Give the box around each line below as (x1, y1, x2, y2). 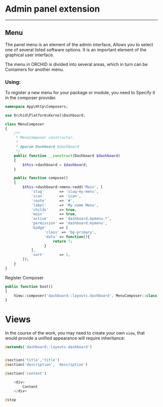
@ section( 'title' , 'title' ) (5, 358, 60, 363)
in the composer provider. (5, 95, 57, 101)
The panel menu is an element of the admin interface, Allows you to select (5, 41, 153, 47)
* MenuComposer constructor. (16, 135, 75, 140)
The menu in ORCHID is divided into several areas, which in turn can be (5, 61, 148, 67)
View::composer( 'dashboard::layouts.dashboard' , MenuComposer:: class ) (14, 293, 160, 298)
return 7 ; (52, 239, 73, 244)
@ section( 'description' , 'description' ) (5, 362, 88, 367)
